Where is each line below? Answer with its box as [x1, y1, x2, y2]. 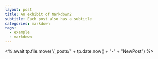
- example [9, 30, 30, 35]
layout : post [5, 7, 32, 12]
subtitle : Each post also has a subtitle [5, 16, 92, 21]
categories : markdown [5, 21, 50, 26]
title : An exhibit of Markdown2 [5, 12, 72, 17]
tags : [5, 26, 16, 30]
